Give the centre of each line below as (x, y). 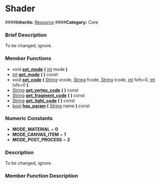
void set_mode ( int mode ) (40, 69)
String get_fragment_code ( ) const (48, 95)
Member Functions (28, 59)
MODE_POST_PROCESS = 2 (41, 139)
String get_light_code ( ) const (44, 100)
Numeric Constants (29, 119)
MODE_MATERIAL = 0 (35, 129)
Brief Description (26, 35)
